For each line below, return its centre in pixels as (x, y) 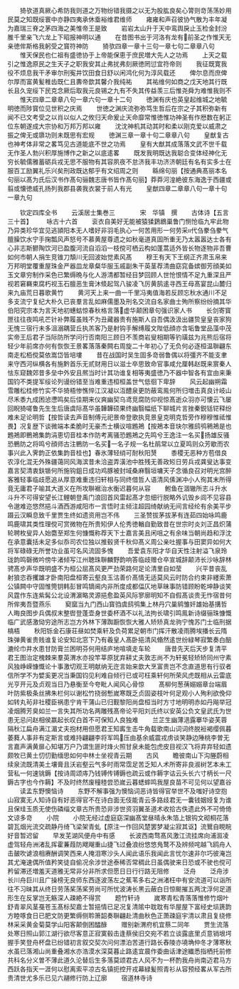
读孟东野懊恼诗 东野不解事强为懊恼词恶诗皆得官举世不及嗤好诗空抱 (123, 791)
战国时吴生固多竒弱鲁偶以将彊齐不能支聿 (168, 355)
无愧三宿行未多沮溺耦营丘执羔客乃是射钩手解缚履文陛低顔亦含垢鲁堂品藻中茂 (119, 328)
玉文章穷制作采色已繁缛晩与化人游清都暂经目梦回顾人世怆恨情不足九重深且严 (119, 275)
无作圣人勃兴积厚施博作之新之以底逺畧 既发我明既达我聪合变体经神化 (114, 153)
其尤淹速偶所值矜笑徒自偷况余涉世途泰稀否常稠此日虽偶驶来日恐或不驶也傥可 (119, 862)
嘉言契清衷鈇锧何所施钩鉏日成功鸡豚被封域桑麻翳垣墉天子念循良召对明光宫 (116, 471)
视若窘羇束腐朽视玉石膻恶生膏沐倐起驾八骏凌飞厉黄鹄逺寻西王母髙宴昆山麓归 (119, 284)
